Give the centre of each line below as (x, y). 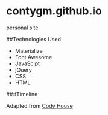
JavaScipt (27, 63)
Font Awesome (33, 57)
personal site (22, 28)
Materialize (29, 51)
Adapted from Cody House (40, 105)
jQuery (23, 69)
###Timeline (22, 94)
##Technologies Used (34, 39)
